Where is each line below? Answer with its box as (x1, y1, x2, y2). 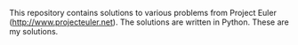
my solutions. (9, 26, 59, 36)
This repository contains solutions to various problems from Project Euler (9, 8, 278, 18)
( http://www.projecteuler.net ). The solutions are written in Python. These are (9, 17, 289, 27)
